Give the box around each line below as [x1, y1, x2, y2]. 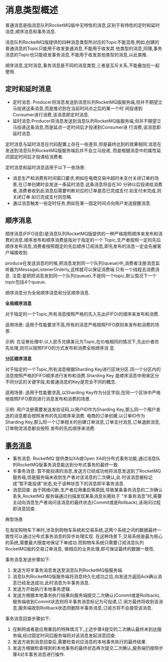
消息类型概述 [5, 5, 59, 16]
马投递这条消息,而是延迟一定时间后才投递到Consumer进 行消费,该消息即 [12, 124, 161, 130]
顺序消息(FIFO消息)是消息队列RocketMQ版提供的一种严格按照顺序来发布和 [5, 231, 158, 237]
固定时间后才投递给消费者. [9, 154, 64, 160]
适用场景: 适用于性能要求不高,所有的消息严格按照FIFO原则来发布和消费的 [5, 321, 155, 327]
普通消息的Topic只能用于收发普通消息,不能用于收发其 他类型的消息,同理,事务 [5, 45, 162, 51]
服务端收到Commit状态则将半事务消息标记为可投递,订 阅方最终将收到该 [12, 599, 159, 605]
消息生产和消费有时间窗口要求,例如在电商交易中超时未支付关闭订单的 [12, 175, 154, 181]
